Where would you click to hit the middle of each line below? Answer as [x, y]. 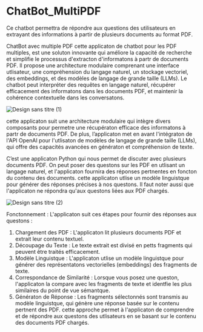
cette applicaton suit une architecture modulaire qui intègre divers [88, 121]
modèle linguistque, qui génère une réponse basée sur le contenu [97, 303]
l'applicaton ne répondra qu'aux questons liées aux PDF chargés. [88, 191]
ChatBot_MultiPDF [54, 11]
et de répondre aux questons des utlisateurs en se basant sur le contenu [105, 316]
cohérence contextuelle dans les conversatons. [65, 98]
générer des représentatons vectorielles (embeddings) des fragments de [106, 264]
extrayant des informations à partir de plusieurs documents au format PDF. [99, 34]
